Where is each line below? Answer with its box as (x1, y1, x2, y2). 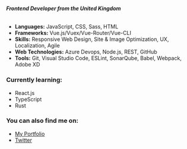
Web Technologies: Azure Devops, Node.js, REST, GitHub (14, 48, 157, 56)
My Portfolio (14, 130, 45, 137)
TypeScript (14, 96, 42, 103)
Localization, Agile (14, 42, 61, 49)
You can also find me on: (6, 116, 79, 125)
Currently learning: (6, 76, 62, 84)
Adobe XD (14, 61, 40, 68)
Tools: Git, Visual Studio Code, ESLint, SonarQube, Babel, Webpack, (14, 55, 182, 62)
